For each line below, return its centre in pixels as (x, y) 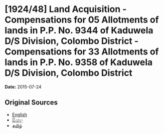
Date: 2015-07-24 (23, 86)
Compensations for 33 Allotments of (82, 52)
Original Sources (31, 103)
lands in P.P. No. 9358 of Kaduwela (79, 62)
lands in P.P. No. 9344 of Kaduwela (79, 30)
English (19, 114)
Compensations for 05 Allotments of (82, 20)
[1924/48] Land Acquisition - (66, 9)
